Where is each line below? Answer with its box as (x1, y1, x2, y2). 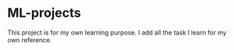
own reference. (7, 35, 52, 44)
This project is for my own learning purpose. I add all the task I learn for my (7, 28, 227, 37)
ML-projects (7, 5, 82, 21)
